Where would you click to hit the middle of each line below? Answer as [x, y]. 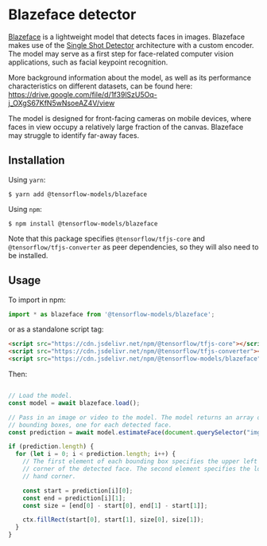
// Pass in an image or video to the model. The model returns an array [131, 417]
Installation [37, 161]
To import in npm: [37, 300]
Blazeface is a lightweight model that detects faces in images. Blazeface [126, 37]
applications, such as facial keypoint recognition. [88, 62]
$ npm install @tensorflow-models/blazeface [83, 224]
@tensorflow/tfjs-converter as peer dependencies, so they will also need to [133, 247]
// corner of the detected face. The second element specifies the [136, 469]
